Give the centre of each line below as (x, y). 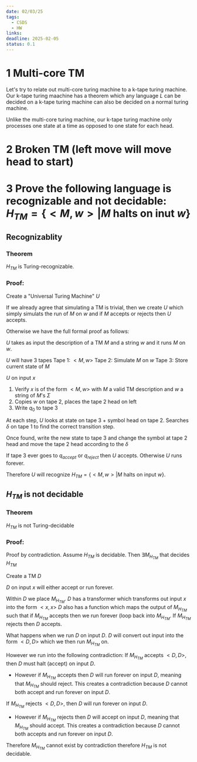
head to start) (40, 162)
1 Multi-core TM (45, 73)
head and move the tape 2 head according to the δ (67, 444)
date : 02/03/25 (25, 11)
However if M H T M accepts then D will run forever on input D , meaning (98, 676)
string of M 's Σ (33, 395)
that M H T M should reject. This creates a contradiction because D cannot (101, 685)
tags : (13, 17)
